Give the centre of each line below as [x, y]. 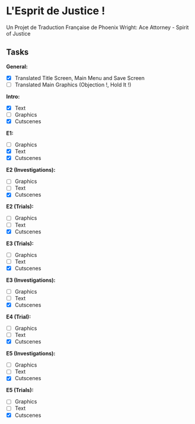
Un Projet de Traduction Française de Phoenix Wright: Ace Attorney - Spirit [97, 27]
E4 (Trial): [19, 317]
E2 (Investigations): [31, 170]
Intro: [13, 97]
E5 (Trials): [20, 390]
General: [17, 66]
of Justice [18, 33]
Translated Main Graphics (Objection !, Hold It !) [73, 85]
